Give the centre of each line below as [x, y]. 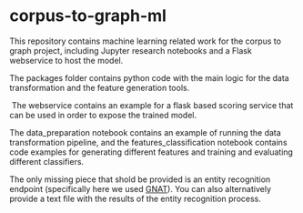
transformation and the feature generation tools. [100, 87]
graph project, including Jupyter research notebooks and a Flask [131, 50]
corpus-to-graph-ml [88, 16]
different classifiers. [47, 161]
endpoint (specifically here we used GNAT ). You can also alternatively [140, 188]
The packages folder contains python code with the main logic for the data [149, 77]
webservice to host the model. [66, 60]
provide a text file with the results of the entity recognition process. [136, 198]
